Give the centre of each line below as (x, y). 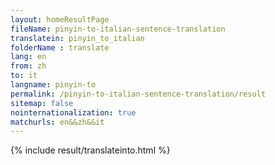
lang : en (28, 57)
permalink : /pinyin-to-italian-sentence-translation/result (138, 94)
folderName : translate (60, 47)
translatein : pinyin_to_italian (77, 38)
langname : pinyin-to (53, 85)
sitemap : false (42, 103)
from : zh (28, 66)
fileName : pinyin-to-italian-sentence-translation (118, 29)
